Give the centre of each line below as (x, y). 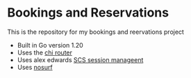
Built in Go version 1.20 (50, 45)
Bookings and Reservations (88, 13)
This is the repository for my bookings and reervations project (95, 32)
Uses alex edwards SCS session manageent (80, 59)
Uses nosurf (35, 67)
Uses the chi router (45, 52)
